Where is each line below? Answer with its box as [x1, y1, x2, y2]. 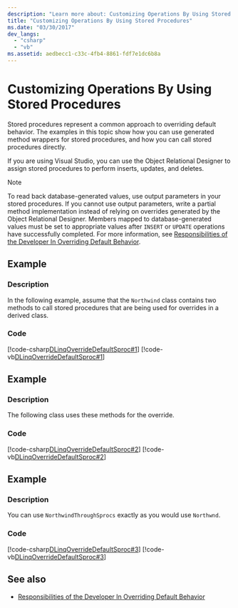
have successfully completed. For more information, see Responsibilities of [7, 229, 228, 238]
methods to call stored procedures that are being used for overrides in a [7, 303, 219, 312]
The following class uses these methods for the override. [7, 411, 175, 419]
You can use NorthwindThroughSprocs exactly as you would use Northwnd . [7, 511, 221, 519]
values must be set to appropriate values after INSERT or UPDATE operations [7, 222, 225, 231]
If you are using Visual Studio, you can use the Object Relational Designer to [7, 156, 231, 165]
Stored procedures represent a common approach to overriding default [7, 119, 217, 129]
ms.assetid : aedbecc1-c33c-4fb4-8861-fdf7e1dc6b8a [7, 51, 161, 58]
